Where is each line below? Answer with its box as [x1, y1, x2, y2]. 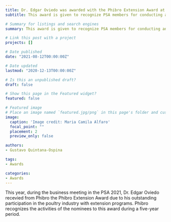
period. [5, 211, 20, 217]
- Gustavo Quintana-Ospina [5, 147, 63, 153]
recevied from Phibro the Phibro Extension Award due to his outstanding [5, 195, 157, 201]
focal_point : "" [10, 124, 44, 129]
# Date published [5, 50, 42, 55]
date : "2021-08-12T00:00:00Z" [5, 54, 70, 59]
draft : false [5, 82, 33, 87]
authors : [5, 143, 24, 148]
